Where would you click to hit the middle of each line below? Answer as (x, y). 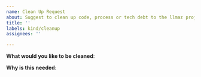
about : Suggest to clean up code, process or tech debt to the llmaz (95, 17)
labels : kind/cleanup (33, 28)
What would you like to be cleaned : (51, 56)
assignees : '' (24, 34)
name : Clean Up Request (36, 12)
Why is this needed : (31, 68)
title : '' (19, 23)
